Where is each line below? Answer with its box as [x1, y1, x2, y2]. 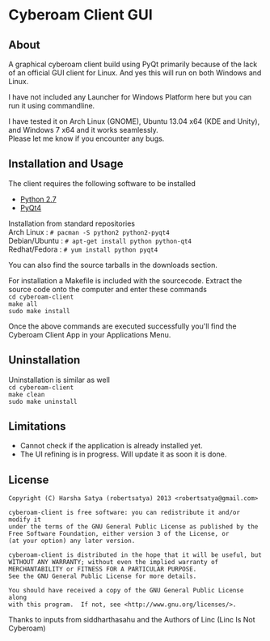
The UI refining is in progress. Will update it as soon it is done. [19, 449, 227, 459]
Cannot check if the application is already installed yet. [19, 441, 204, 451]
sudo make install [8, 307, 70, 315]
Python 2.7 [19, 194, 57, 204]
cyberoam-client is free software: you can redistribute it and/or [8, 508, 241, 517]
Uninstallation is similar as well [8, 375, 111, 384]
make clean [8, 390, 45, 398]
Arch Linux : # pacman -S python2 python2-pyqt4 [8, 227, 170, 236]
